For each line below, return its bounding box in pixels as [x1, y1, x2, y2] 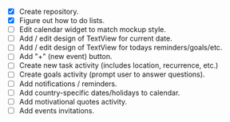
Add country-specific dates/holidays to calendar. [18, 88, 180, 97]
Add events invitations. [18, 105, 95, 115]
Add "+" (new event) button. [18, 52, 113, 61]
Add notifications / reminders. [18, 79, 117, 89]
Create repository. [18, 7, 79, 16]
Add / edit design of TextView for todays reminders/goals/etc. [18, 43, 223, 53]
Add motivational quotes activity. [18, 96, 128, 106]
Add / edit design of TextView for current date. [18, 33, 172, 43]
